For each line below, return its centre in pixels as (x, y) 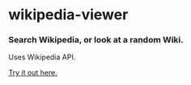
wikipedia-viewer (68, 15)
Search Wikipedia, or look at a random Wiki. (96, 40)
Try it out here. (33, 73)
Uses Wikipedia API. (42, 57)
